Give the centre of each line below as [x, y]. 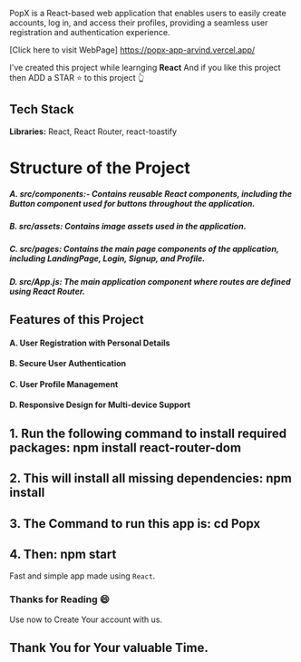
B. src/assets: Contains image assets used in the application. [128, 226]
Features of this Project [77, 320]
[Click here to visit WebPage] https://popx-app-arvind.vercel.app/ [132, 50]
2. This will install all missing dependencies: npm [150, 478]
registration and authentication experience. [90, 32]
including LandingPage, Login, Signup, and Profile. [107, 258]
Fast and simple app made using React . [83, 576]
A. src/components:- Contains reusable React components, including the [151, 193]
